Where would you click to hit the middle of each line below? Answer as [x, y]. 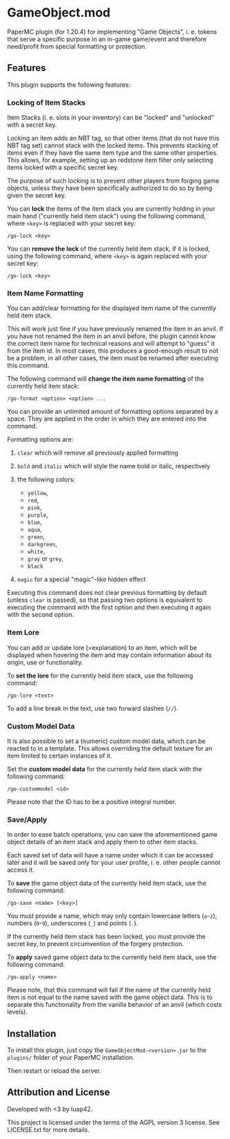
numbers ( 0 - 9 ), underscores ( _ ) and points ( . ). [73, 923]
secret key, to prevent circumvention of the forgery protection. [95, 944]
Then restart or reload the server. [54, 1071]
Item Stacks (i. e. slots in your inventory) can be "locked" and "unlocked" [111, 118]
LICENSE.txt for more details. [48, 1129]
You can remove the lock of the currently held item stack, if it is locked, [108, 249]
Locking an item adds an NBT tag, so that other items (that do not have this [113, 138]
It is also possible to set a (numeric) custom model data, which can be [106, 741]
